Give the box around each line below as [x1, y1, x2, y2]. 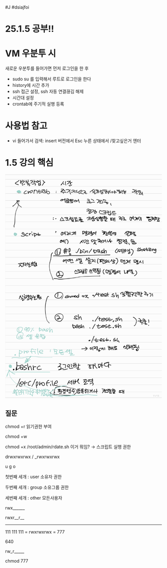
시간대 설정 [12, 95, 34, 101]
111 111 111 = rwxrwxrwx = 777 [5, 529, 65, 535]
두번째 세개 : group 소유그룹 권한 [5, 484, 69, 490]
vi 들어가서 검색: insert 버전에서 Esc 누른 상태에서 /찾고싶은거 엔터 [12, 138, 141, 144]
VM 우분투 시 [5, 48, 56, 59]
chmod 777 [5, 558, 28, 564]
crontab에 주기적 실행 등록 [12, 101, 65, 107]
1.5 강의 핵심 [5, 157, 54, 169]
